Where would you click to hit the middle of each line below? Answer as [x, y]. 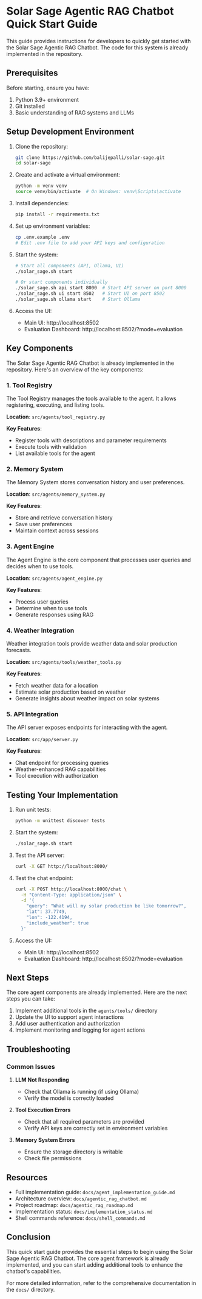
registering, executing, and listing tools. [56, 405]
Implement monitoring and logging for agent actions [80, 1030]
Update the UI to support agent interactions [69, 1017]
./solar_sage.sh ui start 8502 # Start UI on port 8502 [90, 294]
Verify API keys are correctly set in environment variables [96, 1128]
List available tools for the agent [55, 453]
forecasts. [19, 650]
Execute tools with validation [51, 447]
